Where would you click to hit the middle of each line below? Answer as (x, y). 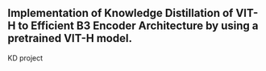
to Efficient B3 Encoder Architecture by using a (138, 26)
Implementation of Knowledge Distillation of (121, 13)
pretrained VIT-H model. (70, 38)
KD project (25, 58)
